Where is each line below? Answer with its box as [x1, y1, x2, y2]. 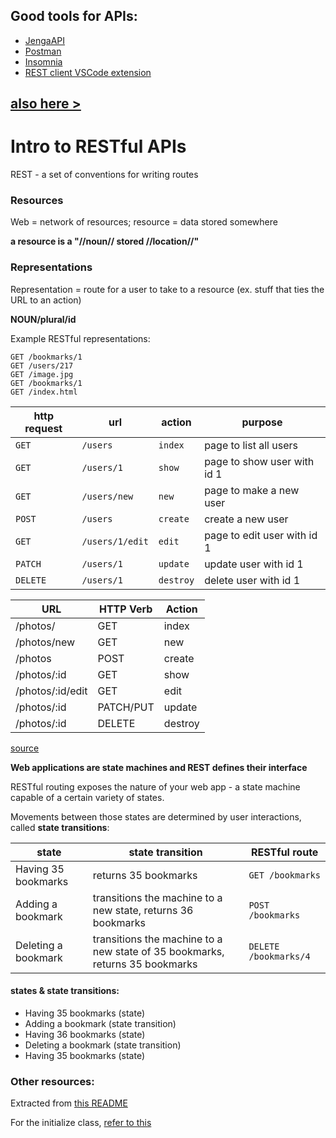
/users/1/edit [81, 535, 149, 547]
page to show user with [204, 454, 315, 468]
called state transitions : [10, 821, 110, 833]
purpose [241, 415, 283, 429]
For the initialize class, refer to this [10, 1117, 152, 1129]
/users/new [81, 490, 134, 502]
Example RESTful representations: [10, 332, 151, 344]
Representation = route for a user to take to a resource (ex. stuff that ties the [10, 283, 325, 295]
